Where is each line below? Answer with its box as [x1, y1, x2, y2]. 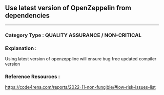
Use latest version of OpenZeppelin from [5, 4, 132, 12]
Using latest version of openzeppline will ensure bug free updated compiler [5, 56, 157, 62]
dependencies [5, 12, 50, 20]
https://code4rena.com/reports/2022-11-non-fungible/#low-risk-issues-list [5, 84, 156, 90]
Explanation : [5, 45, 37, 52]
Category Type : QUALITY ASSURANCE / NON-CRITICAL [5, 32, 142, 38]
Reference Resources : [5, 73, 60, 80]
